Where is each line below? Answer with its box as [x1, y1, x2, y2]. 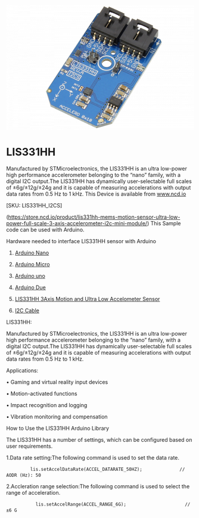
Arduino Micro [14, 260, 50, 268]
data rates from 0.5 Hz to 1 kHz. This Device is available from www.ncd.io [6, 190, 186, 197]
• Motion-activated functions [6, 390, 77, 397]
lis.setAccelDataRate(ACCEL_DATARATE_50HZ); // [30, 466, 185, 472]
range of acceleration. [6, 489, 61, 496]
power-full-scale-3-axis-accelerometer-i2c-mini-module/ [6, 219, 148, 227]
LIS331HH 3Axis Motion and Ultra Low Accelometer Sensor [14, 295, 160, 302]
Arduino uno [14, 272, 46, 279]
